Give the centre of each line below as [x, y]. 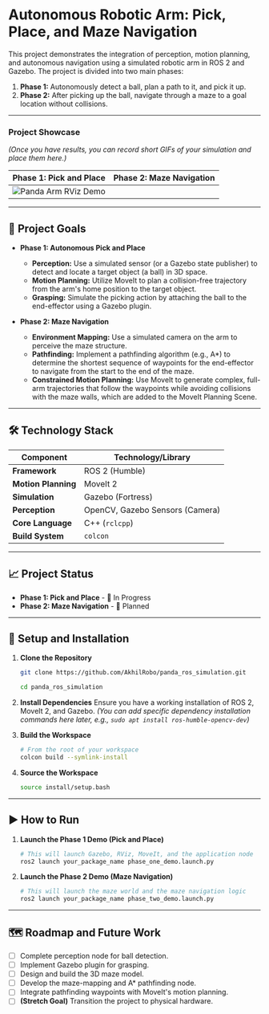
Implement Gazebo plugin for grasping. [84, 965]
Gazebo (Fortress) [118, 497]
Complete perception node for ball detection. [94, 955]
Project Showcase [44, 132]
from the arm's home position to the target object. [114, 289]
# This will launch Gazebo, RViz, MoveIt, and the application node [137, 854]
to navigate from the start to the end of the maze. [113, 372]
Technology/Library [152, 457]
